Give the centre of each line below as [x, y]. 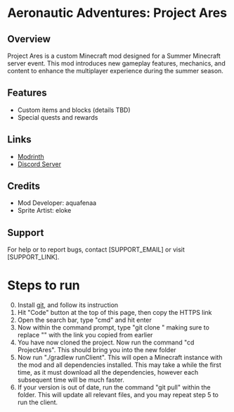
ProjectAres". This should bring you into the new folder [97, 350]
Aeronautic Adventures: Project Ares [117, 13]
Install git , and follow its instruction [68, 305]
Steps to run [44, 286]
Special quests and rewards [58, 117]
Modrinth [31, 156]
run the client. [38, 402]
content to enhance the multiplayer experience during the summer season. [115, 71]
